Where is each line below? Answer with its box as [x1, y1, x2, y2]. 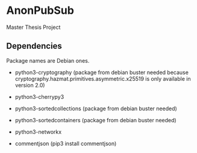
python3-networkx [14, 128, 62, 136]
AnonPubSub [6, 4, 74, 17]
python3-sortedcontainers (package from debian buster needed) [14, 116, 177, 123]
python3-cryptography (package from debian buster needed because [14, 69, 189, 76]
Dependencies [6, 41, 62, 51]
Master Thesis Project [6, 23, 61, 31]
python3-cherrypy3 [14, 93, 64, 100]
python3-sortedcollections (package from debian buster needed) [14, 105, 178, 112]
